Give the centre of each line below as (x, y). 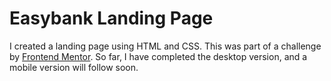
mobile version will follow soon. (74, 67)
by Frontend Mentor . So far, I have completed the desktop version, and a (158, 56)
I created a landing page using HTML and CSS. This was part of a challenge (165, 46)
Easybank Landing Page (111, 18)
